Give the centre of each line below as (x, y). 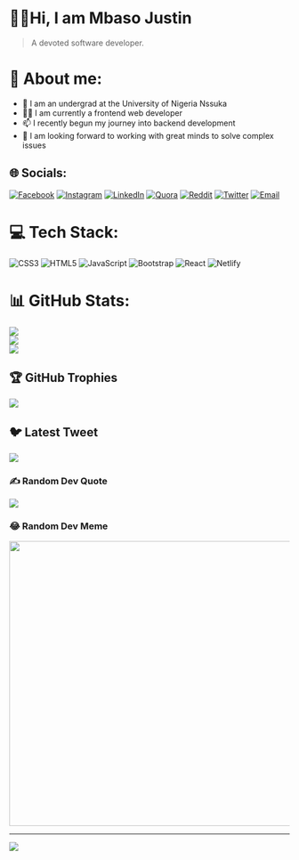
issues (34, 145)
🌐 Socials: (38, 173)
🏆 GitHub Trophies (64, 377)
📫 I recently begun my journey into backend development (129, 123)
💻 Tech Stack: (64, 232)
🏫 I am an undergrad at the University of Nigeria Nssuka (125, 103)
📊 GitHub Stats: (70, 300)
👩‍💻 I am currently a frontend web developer (102, 113)
